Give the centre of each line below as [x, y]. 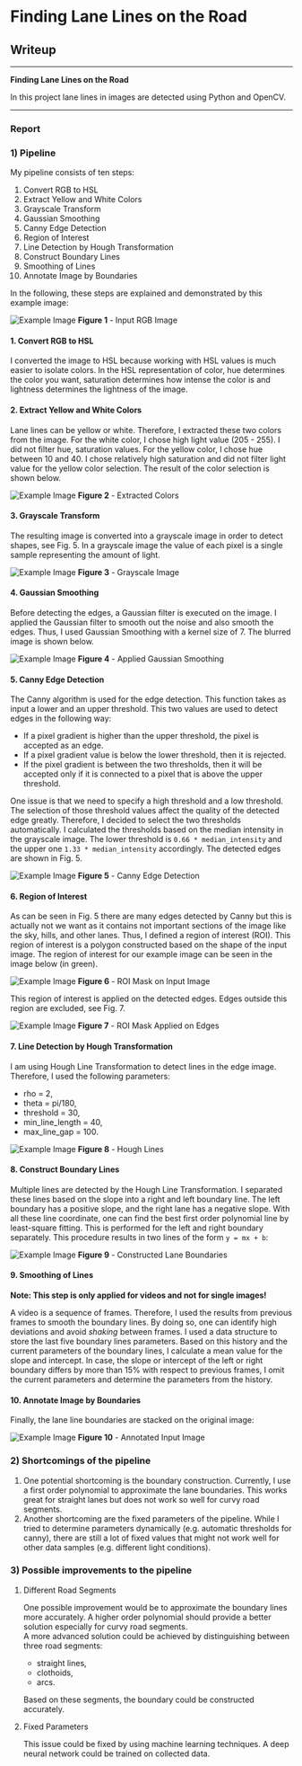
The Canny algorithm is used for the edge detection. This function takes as [148, 699]
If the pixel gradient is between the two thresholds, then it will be [142, 765]
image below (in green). [54, 964]
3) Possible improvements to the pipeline [101, 1570]
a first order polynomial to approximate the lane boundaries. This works [155, 1490]
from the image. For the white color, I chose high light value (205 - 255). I [145, 439]
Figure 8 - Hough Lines [121, 1149]
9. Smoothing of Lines [52, 1275]
